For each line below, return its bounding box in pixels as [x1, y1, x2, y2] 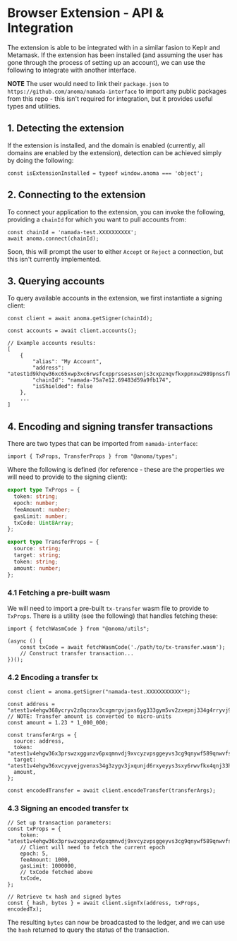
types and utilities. [7, 102, 61, 110]
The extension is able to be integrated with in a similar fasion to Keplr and [7, 43, 221, 51]
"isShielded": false [32, 383, 93, 390]
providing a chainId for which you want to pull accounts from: [7, 215, 187, 224]
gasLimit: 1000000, [20, 863, 78, 870]
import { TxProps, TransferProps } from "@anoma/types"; [7, 453, 178, 460]
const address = [7, 700, 55, 708]
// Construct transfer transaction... [20, 650, 134, 657]
